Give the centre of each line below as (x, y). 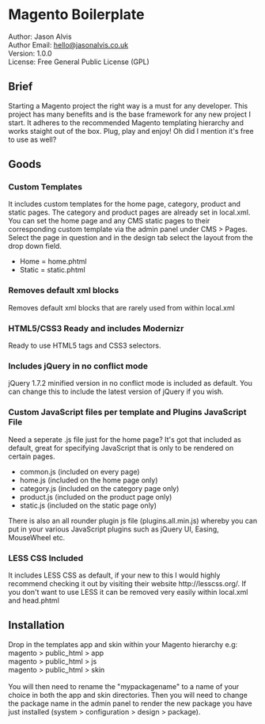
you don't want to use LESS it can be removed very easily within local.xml (128, 592)
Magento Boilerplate (76, 15)
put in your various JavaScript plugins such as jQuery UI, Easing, (114, 529)
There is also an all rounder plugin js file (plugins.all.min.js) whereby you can (133, 520)
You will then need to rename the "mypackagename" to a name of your (124, 686)
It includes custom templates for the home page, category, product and (125, 204)
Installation (36, 625)
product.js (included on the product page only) (96, 497)
